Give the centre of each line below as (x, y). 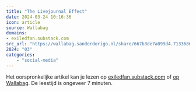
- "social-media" (38, 60)
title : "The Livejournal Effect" (47, 11)
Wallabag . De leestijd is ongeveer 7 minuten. (59, 83)
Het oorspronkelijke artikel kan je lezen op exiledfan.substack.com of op (93, 77)
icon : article (23, 22)
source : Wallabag (27, 28)
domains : (17, 33)
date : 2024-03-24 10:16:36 (39, 17)
